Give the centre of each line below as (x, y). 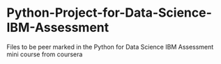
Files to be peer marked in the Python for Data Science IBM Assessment (110, 47)
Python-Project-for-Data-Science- (109, 13)
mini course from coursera (45, 54)
